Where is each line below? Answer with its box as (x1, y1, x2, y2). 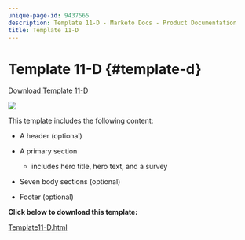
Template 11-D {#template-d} (8, 60, 202, 78)
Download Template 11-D (8, 86, 89, 95)
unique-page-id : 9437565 (8, 11, 90, 20)
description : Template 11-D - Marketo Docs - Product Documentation (8, 19, 237, 27)
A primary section (19, 146, 78, 156)
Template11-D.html (8, 223, 68, 232)
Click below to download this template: (8, 208, 138, 217)
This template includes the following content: (8, 116, 154, 126)
